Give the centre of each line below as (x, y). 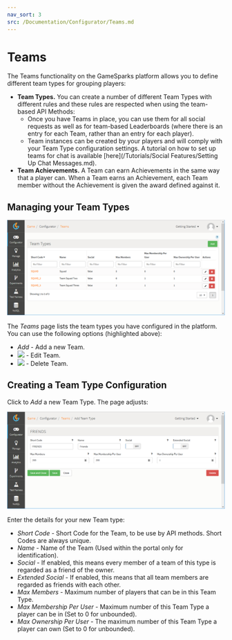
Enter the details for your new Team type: (66, 519)
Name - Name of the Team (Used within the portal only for (100, 548)
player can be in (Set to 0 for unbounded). (77, 614)
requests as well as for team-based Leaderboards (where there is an (125, 126)
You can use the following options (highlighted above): (85, 333)
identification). (38, 555)
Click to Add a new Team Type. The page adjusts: (78, 402)
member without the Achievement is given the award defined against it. (118, 185)
